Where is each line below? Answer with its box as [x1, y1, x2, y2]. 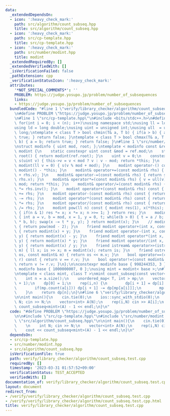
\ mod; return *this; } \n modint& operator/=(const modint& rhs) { [14, 182, 166, 187]
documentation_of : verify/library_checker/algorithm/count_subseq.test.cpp [5, 380, 168, 385]
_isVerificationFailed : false [10, 69, 73, 74]
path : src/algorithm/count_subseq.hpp [14, 21, 96, 27]
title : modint [14, 54, 44, 60]
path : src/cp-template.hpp [14, 36, 71, 41]
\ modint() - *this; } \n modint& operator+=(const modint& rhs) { [14, 168, 164, 173]
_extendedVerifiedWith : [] [10, 64, 67, 69]
